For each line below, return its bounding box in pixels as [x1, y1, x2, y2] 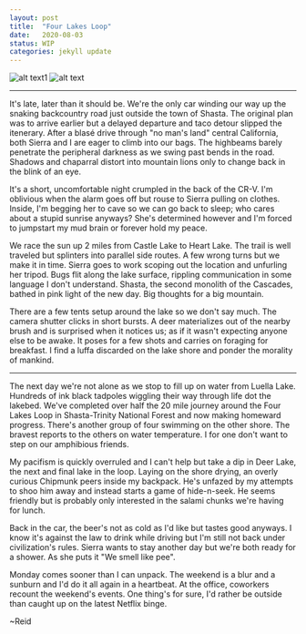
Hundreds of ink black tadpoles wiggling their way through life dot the [9, 391, 271, 402]
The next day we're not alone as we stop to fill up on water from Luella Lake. [9, 381, 296, 392]
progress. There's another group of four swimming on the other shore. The [9, 420, 291, 431]
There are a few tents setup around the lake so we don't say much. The [9, 306, 278, 317]
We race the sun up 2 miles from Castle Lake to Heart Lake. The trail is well [9, 240, 291, 251]
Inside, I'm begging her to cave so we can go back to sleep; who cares [9, 203, 275, 214]
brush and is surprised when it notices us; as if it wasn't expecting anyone [9, 325, 289, 337]
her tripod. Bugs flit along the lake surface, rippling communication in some [9, 270, 292, 281]
